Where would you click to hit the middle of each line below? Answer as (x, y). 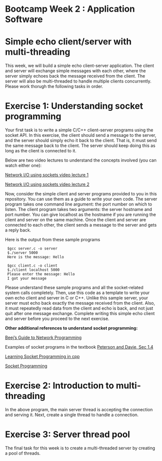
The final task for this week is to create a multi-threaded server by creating (80, 448)
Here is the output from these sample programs (53, 240)
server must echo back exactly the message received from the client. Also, (80, 303)
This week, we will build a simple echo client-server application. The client (80, 66)
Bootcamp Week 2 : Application (70, 9)
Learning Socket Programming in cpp (42, 356)
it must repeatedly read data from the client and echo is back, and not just (79, 308)
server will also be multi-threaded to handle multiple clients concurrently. (78, 81)
